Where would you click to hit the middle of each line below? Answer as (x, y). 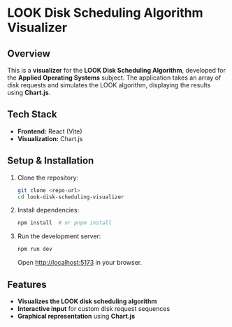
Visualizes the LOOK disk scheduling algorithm (87, 301)
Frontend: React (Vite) (50, 131)
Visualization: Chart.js (50, 138)
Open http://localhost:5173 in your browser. (79, 263)
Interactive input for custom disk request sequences (94, 308)
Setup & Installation (51, 161)
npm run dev (35, 249)
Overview (29, 53)
